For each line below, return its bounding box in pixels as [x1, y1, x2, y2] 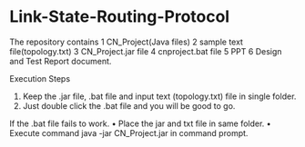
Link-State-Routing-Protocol [9, 6, 230, 27]
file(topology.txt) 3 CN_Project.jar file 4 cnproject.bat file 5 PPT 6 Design [9, 45, 282, 56]
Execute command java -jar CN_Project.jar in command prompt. [9, 127, 249, 138]
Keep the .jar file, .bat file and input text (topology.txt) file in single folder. [22, 91, 297, 102]
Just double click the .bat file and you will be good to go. [22, 100, 236, 111]
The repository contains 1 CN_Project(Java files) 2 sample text [9, 36, 244, 47]
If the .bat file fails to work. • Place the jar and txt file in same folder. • [9, 118, 271, 129]
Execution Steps [9, 73, 71, 83]
